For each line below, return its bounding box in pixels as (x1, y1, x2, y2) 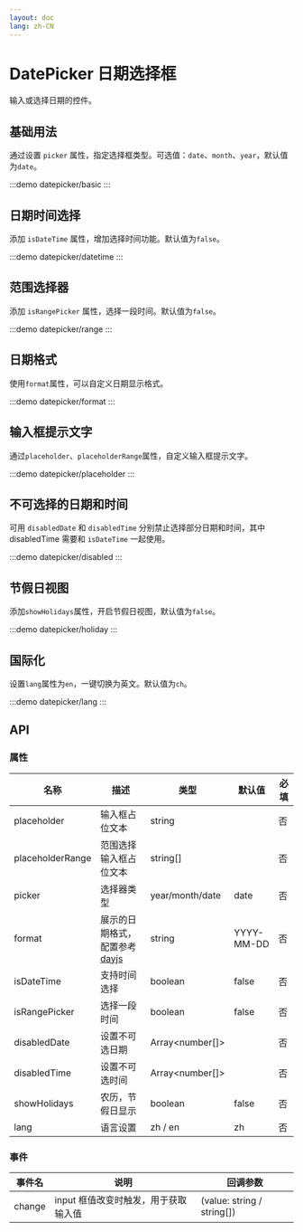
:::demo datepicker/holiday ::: (9, 624, 118, 635)
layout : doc (9, 13, 54, 23)
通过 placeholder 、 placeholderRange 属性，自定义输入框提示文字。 (9, 450, 253, 461)
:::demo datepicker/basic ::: (9, 179, 111, 190)
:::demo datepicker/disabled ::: (9, 552, 123, 563)
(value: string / (200, 1194, 262, 1207)
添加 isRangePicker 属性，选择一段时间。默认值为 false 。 (9, 305, 221, 317)
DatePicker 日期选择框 (9, 63, 177, 84)
